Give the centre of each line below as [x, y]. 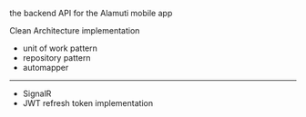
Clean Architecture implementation [75, 30]
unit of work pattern [60, 48]
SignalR [37, 93]
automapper [46, 68]
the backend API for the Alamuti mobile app [91, 13]
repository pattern [56, 58]
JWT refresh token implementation [87, 103]
